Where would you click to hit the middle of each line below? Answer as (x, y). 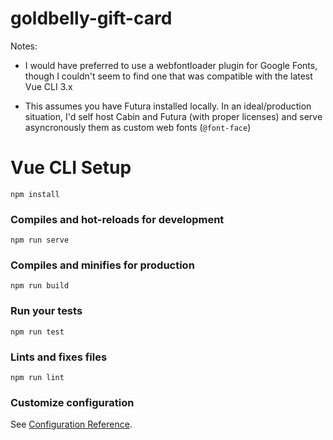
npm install (35, 194)
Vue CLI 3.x (48, 86)
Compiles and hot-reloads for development (117, 219)
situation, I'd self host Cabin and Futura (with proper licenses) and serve (173, 116)
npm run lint (37, 378)
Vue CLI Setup (71, 168)
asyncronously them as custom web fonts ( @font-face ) (138, 127)
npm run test (37, 332)
